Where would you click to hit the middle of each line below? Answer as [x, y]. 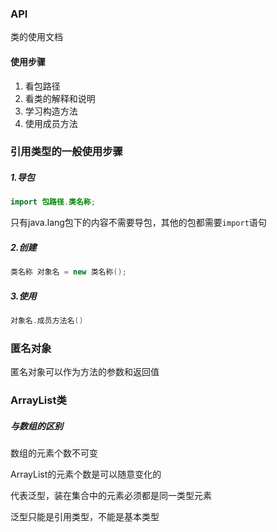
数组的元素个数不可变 [54, 453]
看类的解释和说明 [60, 98]
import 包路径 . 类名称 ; [53, 202]
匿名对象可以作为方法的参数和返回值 [85, 372]
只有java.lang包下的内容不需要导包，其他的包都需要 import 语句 [138, 223]
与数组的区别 [36, 426]
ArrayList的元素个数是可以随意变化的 [86, 474]
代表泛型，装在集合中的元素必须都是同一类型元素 [111, 496]
